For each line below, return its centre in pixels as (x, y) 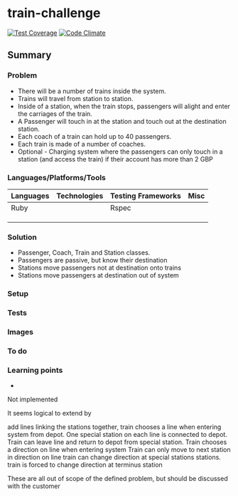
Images (21, 332)
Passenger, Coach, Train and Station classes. (84, 253)
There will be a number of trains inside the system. (92, 91)
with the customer (34, 486)
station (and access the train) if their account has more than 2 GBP (115, 159)
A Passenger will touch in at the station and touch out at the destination (122, 121)
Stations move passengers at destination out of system (98, 275)
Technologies (80, 196)
